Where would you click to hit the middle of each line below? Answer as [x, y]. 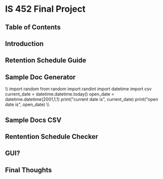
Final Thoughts [29, 170]
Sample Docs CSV [33, 120]
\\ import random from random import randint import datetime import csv [78, 89]
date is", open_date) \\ [27, 104]
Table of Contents [33, 27]
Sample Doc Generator [40, 77]
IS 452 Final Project [45, 9]
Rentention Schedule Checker [52, 137]
